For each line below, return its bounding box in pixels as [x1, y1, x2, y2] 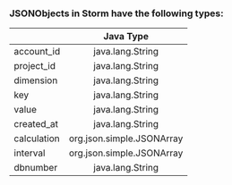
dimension [13, 74, 58, 87]
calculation [13, 132, 60, 145]
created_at [13, 118, 59, 130]
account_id [13, 46, 61, 58]
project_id [13, 60, 56, 72]
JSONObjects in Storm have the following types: [9, 7, 224, 20]
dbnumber [13, 162, 58, 174]
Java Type [103, 30, 150, 43]
